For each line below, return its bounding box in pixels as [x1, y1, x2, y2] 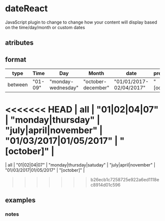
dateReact [5, 3, 48, 14]
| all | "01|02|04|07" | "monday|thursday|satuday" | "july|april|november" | [5, 162, 156, 168]
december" [83, 84, 110, 91]
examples [5, 196, 36, 204]
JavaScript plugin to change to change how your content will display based [5, 19, 157, 25]
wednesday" [49, 84, 79, 91]
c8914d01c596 [90, 182, 121, 188]
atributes [5, 39, 34, 47]
